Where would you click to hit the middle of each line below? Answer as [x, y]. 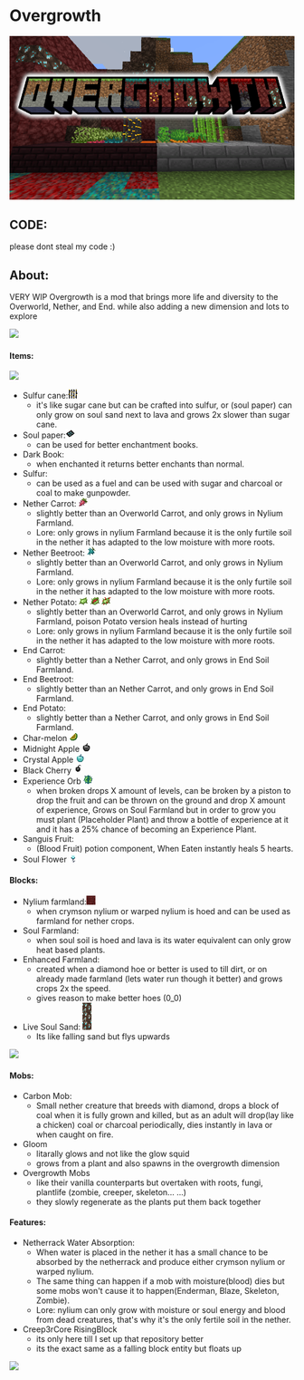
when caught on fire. [75, 1134]
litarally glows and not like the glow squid [113, 1153]
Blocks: [24, 881]
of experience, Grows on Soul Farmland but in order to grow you [156, 810]
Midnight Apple [51, 749]
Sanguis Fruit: [48, 839]
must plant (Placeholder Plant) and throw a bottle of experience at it [162, 820]
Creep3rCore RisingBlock [70, 1329]
